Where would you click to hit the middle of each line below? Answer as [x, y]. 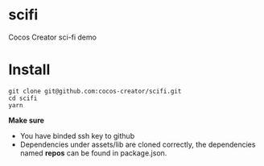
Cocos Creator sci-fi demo [52, 37]
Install [29, 70]
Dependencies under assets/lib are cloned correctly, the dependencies [138, 144]
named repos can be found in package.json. [93, 153]
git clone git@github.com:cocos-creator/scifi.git [95, 91]
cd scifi [23, 98]
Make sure [26, 120]
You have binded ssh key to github [77, 135]
